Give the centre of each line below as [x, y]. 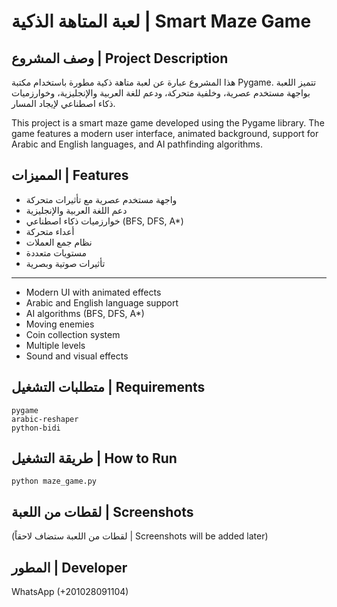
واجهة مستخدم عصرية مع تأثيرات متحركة [101, 199]
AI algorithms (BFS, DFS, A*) [85, 313]
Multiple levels [55, 345]
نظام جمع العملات [59, 242]
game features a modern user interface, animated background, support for [165, 133]
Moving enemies [60, 324]
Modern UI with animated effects [93, 292]
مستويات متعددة [56, 252]
